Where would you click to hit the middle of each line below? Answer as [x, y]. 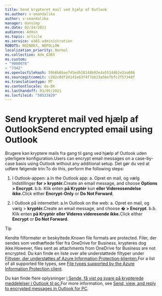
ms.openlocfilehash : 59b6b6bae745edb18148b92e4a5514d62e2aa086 [70, 73]
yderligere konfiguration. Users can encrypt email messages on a [70, 159]
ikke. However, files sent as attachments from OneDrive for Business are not [80, 248]
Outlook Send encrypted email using [79, 130]
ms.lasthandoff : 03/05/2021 [33, 91]
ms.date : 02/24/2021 [26, 28]
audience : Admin [21, 32]
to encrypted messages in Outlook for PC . [47, 289]
